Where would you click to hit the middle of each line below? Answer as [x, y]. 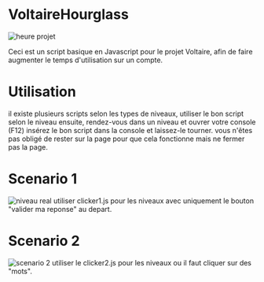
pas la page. [28, 147]
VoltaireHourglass [69, 15]
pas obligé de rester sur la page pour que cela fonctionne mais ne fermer [126, 139]
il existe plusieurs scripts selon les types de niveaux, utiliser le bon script [126, 113]
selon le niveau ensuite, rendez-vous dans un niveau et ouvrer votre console [132, 122]
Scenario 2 [44, 241]
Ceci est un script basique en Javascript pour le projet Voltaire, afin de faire [130, 51]
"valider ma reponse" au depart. [60, 209]
